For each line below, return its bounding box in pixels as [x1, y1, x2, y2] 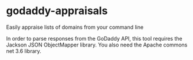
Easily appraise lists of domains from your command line [6, 24, 143, 31]
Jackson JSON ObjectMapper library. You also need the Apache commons [6, 41, 188, 48]
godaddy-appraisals [6, 4, 108, 18]
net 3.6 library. [6, 47, 41, 54]
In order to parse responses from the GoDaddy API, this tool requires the [6, 35, 183, 42]
